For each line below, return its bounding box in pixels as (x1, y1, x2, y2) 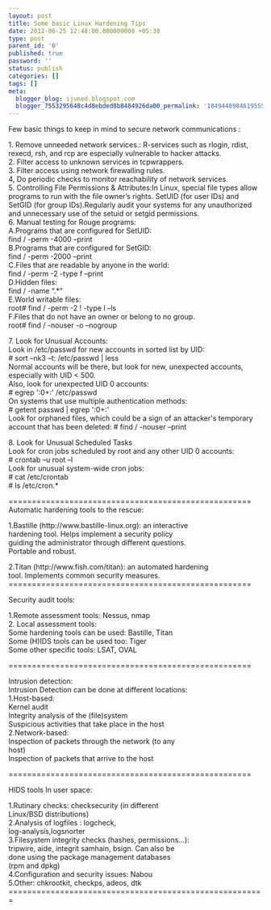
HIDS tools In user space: (8, 785, 93, 795)
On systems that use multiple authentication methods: (8, 396, 188, 406)
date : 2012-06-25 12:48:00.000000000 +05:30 (8, 27, 161, 35)
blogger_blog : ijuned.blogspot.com (15, 95, 135, 103)
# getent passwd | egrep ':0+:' (8, 405, 110, 415)
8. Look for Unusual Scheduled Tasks (8, 438, 133, 447)
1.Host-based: (8, 693, 55, 704)
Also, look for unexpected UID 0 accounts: (8, 379, 149, 389)
